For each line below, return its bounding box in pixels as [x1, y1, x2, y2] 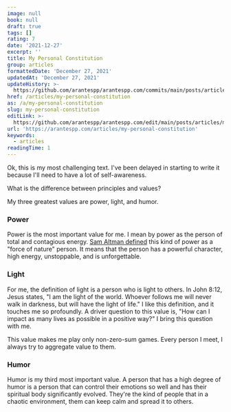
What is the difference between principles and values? [7, 184, 162, 192]
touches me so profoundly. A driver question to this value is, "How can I [7, 307, 210, 316]
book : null [7, 17, 38, 23]
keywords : [7, 132, 36, 138]
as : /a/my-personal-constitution [7, 100, 103, 107]
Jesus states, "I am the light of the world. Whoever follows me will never [7, 292, 212, 300]
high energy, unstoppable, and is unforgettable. [7, 252, 142, 260]
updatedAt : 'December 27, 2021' [7, 74, 100, 81]
